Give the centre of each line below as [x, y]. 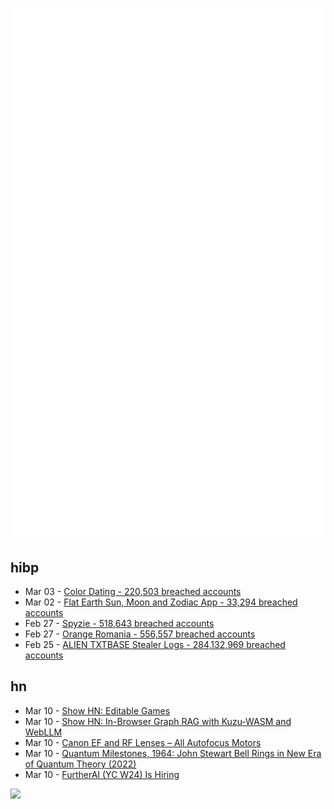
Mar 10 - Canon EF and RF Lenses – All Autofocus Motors [143, 742]
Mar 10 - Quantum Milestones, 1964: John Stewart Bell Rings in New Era [173, 753]
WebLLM [43, 732]
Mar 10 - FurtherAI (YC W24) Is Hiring [102, 774]
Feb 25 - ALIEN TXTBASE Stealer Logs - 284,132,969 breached [155, 645]
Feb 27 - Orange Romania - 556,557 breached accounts [140, 634]
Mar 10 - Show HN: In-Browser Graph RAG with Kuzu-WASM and [158, 721]
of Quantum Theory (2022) [80, 764]
